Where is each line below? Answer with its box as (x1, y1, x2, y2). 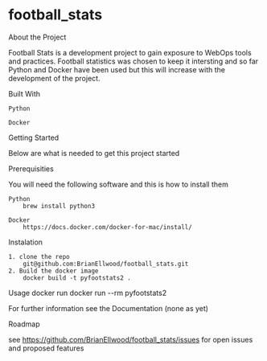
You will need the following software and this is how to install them (8, 179, 229, 189)
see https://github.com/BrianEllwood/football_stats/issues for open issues (8, 334, 253, 344)
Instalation (8, 237, 43, 247)
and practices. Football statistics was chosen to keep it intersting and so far (8, 56, 259, 66)
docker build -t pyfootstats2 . (23, 273, 131, 282)
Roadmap (8, 319, 40, 329)
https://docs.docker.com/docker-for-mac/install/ (23, 223, 193, 231)
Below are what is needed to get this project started (8, 148, 180, 158)
